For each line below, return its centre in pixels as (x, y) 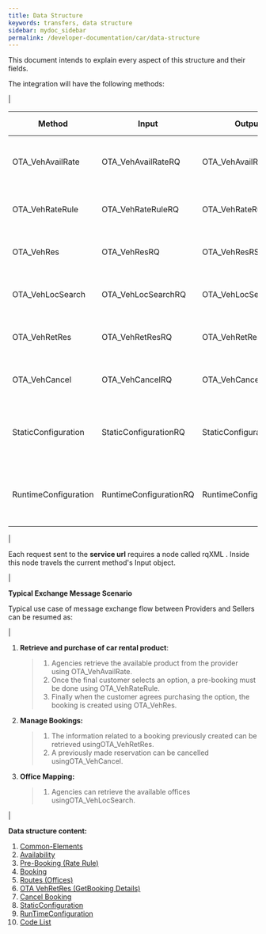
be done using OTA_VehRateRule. (105, 688)
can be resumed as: (40, 617)
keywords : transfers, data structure (70, 23)
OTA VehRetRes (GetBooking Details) (80, 889)
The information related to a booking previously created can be (154, 736)
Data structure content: (47, 831)
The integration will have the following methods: (86, 84)
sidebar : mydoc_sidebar (47, 30)
